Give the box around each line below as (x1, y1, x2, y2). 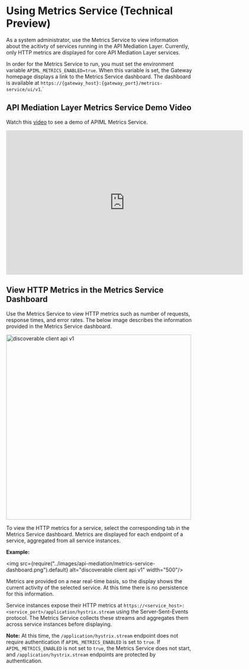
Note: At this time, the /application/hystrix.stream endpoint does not (6, 632, 179, 639)
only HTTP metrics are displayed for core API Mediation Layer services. (6, 49, 180, 56)
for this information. (6, 590, 54, 597)
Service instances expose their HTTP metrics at (6, 602, 122, 609)
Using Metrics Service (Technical (6, 4, 173, 18)
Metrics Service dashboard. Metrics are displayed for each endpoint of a (6, 530, 183, 538)
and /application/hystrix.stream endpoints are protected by (6, 651, 156, 658)
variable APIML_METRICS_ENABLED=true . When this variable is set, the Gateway (6, 66, 192, 73)
